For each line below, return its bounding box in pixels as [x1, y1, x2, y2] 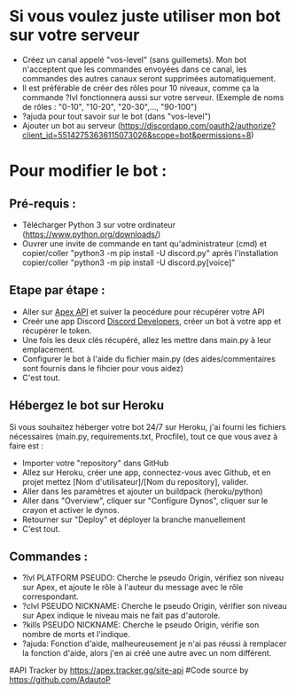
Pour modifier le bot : [9, 161, 167, 181]
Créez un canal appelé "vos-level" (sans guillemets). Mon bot [21, 54, 246, 65]
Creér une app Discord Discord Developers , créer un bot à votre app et [21, 316, 282, 326]
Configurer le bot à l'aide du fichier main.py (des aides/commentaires [21, 353, 277, 364]
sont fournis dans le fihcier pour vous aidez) [21, 363, 184, 373]
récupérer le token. [21, 325, 92, 336]
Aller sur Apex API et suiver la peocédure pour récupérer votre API [21, 306, 265, 316]
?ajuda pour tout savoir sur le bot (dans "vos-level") [21, 111, 211, 121]
